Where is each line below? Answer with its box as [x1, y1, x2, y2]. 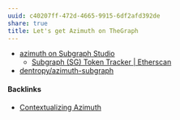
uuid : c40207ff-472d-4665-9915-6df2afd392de [7, 11, 161, 20]
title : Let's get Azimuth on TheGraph [7, 27, 139, 35]
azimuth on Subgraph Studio [19, 49, 115, 59]
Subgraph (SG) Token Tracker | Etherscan [31, 57, 172, 67]
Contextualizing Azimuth [19, 102, 102, 112]
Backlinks [7, 84, 42, 93]
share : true [7, 19, 48, 27]
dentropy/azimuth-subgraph [19, 66, 114, 76]
